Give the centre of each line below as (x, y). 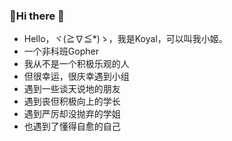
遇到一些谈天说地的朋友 (72, 89)
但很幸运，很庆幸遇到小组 (76, 76)
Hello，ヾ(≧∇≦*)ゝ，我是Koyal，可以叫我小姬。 (125, 39)
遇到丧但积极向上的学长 (72, 101)
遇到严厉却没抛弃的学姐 (72, 114)
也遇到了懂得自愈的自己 (72, 126)
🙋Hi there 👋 (37, 16)
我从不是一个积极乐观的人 (76, 64)
